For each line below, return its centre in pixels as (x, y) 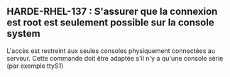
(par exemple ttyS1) (35, 66)
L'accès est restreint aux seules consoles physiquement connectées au (111, 51)
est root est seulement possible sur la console (110, 23)
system (23, 34)
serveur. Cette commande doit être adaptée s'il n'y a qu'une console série (115, 58)
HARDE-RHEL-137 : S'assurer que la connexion (112, 12)
